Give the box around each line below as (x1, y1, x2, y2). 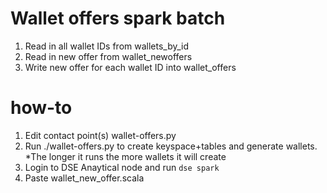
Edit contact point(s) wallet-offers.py (24, 129, 177, 141)
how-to (10, 97, 73, 119)
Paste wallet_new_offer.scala (24, 172, 145, 184)
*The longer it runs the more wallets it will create (24, 150, 227, 162)
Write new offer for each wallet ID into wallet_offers (24, 61, 237, 73)
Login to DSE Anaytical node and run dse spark (24, 161, 220, 173)
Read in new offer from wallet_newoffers (24, 50, 193, 62)
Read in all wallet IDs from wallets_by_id (24, 40, 190, 52)
